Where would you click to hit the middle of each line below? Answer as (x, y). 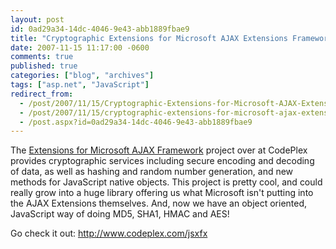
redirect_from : (42, 94)
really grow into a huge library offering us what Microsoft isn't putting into (162, 193)
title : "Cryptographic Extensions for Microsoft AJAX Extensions (149, 38)
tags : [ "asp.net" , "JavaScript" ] (80, 85)
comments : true (42, 57)
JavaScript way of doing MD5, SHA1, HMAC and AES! (120, 214)
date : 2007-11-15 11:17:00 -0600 (80, 47)
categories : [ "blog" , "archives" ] (82, 76)
